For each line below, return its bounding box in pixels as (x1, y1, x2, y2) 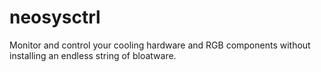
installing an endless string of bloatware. (9, 49, 177, 61)
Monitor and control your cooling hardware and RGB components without (9, 39, 311, 51)
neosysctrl (9, 6, 101, 29)
